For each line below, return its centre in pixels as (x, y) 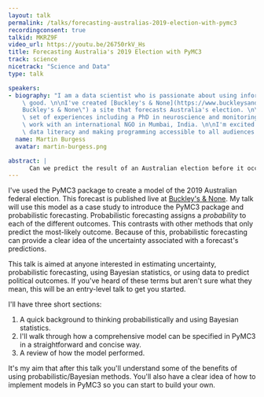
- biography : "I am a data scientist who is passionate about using (123, 95)
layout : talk (29, 15)
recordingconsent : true (47, 30)
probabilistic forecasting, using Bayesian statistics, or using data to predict (129, 273)
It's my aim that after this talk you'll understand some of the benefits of (123, 368)
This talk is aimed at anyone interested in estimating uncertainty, (112, 264)
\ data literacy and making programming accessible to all (121, 132)
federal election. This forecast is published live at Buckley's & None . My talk (131, 199)
